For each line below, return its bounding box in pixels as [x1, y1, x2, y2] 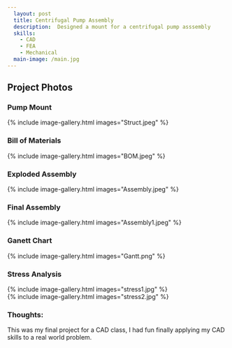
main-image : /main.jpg [13, 56, 80, 63]
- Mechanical [20, 50, 58, 57]
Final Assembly [7, 202, 61, 212]
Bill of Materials [7, 136, 61, 145]
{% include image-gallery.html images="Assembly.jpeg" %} [7, 185, 180, 194]
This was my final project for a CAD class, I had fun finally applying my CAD [7, 326, 225, 334]
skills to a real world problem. [7, 333, 92, 342]
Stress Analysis [7, 269, 62, 279]
